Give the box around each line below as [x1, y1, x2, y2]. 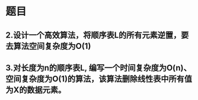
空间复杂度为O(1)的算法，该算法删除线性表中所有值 [5, 74, 193, 84]
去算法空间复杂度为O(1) [5, 41, 91, 51]
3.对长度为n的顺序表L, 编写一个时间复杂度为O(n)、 [5, 62, 191, 73]
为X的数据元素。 [5, 85, 66, 95]
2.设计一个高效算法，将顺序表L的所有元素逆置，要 [5, 30, 189, 40]
